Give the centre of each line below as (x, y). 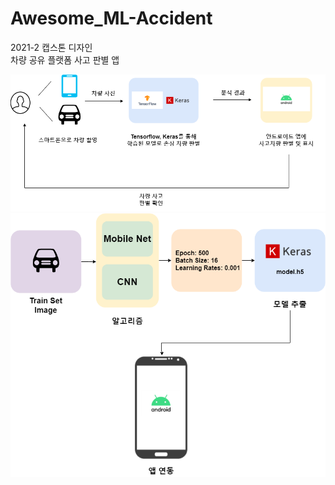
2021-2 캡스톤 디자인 (51, 47)
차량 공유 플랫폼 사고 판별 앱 (65, 59)
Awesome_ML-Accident (111, 18)
